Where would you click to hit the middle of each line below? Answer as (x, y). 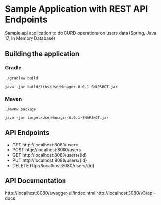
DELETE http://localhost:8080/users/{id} (53, 165)
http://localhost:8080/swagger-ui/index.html (50, 193)
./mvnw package (21, 109)
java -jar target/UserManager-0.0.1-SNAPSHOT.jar (57, 117)
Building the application (42, 54)
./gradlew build (22, 78)
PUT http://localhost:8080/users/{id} (49, 160)
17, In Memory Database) (30, 38)
